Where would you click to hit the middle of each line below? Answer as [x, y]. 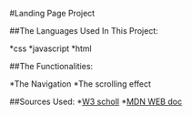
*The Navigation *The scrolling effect [81, 84]
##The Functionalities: [51, 66]
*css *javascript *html [51, 48]
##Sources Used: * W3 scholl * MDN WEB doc [96, 101]
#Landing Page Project [52, 13]
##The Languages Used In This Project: [84, 31]
